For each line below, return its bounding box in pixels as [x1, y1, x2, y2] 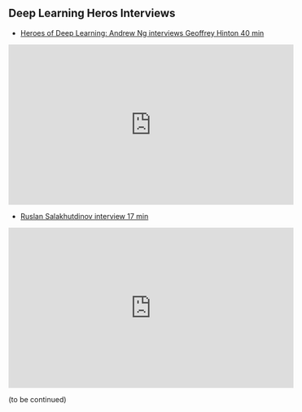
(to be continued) [8, 394, 67, 404]
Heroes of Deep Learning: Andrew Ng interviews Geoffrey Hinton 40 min [20, 28, 265, 37]
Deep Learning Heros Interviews [8, 7, 176, 20]
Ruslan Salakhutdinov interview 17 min [20, 211, 149, 221]
